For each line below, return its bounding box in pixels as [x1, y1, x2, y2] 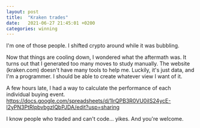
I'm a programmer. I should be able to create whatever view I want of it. [6, 73, 183, 80]
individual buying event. [6, 91, 65, 98]
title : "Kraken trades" [6, 14, 68, 20]
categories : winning [6, 25, 58, 32]
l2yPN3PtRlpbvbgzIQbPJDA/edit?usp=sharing [6, 103, 120, 111]
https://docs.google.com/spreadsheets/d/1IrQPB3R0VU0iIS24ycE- [6, 97, 171, 105]
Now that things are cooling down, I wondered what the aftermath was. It [6, 53, 187, 61]
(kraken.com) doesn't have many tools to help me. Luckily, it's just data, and [6, 67, 195, 74]
